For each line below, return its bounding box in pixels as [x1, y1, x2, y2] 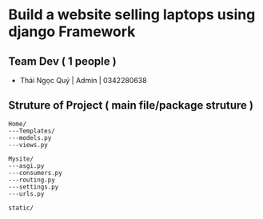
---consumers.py [8, 169, 62, 177]
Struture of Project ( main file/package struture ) [8, 98, 254, 113]
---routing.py [8, 176, 56, 184]
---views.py [8, 141, 48, 149]
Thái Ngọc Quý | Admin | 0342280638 [19, 76, 147, 85]
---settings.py [8, 182, 59, 191]
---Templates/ [8, 126, 56, 135]
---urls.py [8, 189, 45, 197]
